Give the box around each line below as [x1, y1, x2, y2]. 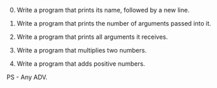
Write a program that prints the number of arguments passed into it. [16, 19, 211, 27]
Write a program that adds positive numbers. [16, 60, 146, 68]
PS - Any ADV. [6, 73, 48, 81]
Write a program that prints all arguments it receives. [16, 33, 168, 41]
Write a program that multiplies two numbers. [16, 46, 147, 54]
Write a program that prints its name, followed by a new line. [16, 6, 190, 14]
